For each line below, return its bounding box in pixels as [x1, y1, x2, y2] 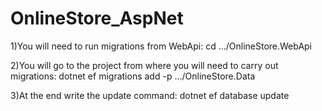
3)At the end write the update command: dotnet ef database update [10, 89, 290, 101]
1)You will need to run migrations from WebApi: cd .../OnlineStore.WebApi [10, 40, 313, 52]
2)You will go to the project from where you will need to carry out [10, 59, 279, 71]
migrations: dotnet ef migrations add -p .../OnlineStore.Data [10, 70, 256, 82]
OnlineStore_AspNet [10, 7, 184, 30]
